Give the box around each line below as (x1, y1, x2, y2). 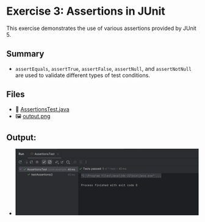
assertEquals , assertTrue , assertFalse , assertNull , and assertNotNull (15, 65, 192, 72)
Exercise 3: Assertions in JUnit (6, 4, 166, 18)
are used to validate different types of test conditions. (15, 72, 151, 79)
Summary (6, 49, 45, 59)
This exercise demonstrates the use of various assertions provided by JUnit (6, 24, 196, 32)
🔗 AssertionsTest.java (15, 105, 70, 113)
